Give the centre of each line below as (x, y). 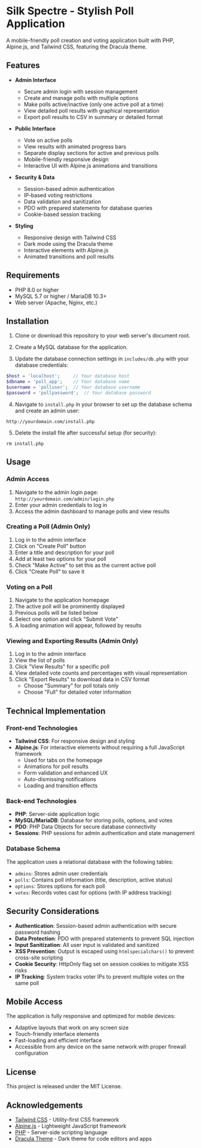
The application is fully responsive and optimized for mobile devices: (91, 1016)
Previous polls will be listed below (57, 613)
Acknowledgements (45, 1105)
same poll (27, 983)
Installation (28, 321)
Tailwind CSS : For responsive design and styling (75, 741)
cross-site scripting (39, 957)
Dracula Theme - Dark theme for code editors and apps (83, 1138)
